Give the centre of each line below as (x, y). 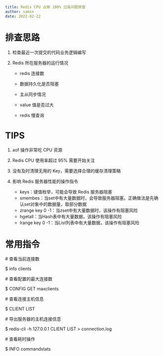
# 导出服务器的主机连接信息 (33, 319)
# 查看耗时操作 (20, 339)
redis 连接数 (32, 73)
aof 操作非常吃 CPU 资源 (37, 150)
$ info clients (18, 269)
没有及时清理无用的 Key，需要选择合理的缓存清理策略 (66, 171)
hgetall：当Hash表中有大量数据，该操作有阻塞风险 (71, 216)
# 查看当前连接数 (22, 259)
